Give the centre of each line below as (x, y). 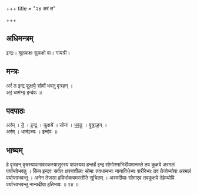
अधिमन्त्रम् (20, 38)
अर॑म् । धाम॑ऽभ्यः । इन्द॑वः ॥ (32, 132)
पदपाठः (16, 111)
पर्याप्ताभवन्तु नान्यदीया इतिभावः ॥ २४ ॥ (42, 185)
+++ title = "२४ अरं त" (31, 8)
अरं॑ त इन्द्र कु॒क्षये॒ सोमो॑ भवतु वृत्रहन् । (40, 86)
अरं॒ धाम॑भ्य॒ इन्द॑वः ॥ (24, 92)
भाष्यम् (14, 150)
